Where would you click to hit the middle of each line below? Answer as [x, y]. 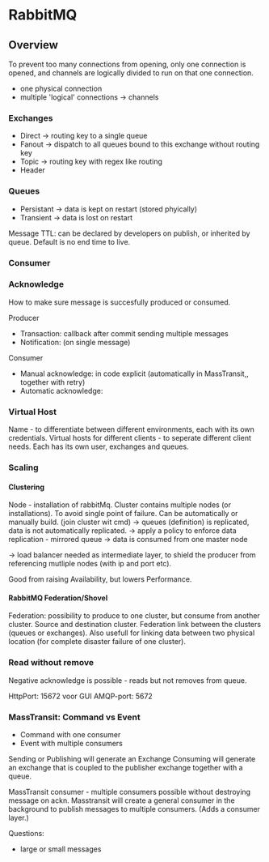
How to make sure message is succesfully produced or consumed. [120, 302]
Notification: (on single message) [75, 342]
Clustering [27, 487]
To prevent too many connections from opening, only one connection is [127, 64]
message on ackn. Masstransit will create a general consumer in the [122, 800]
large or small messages [61, 849]
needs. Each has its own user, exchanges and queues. [99, 446]
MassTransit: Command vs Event [74, 717]
